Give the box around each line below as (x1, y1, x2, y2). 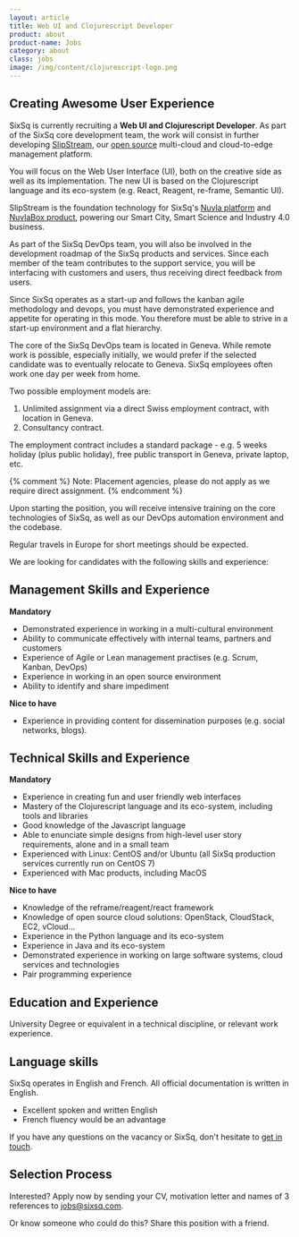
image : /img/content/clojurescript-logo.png (9, 64, 178, 73)
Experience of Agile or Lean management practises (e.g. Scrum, (21, 652, 259, 662)
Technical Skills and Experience (9, 750, 190, 765)
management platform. (9, 149, 94, 159)
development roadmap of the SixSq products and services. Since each (9, 248, 270, 259)
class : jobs (9, 55, 54, 64)
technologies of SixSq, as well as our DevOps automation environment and (9, 512, 284, 523)
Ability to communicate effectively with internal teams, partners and (21, 633, 272, 644)
